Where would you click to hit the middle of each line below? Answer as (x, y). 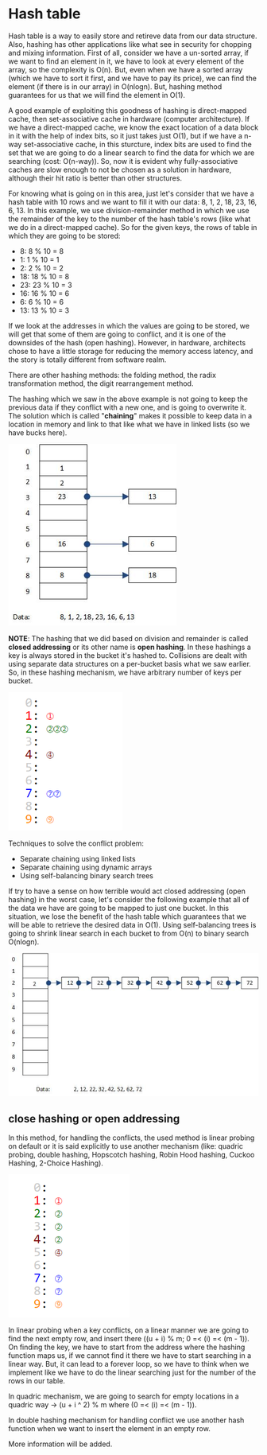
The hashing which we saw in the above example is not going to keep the (128, 399)
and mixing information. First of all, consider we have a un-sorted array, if (128, 53)
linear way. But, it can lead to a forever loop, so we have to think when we (129, 1364)
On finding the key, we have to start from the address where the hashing (127, 1347)
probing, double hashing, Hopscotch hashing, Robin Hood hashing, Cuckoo (132, 1154)
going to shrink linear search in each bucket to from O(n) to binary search (129, 933)
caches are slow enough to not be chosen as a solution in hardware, (120, 169)
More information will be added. (60, 1444)
